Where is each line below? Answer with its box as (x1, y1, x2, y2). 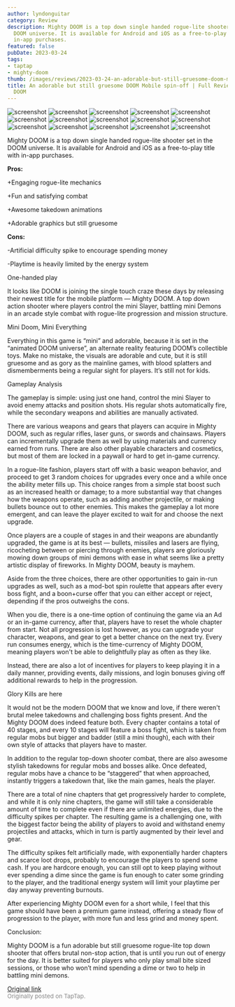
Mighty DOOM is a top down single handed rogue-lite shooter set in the (7, 136, 213, 144)
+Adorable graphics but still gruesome (7, 219, 117, 228)
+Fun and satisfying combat (7, 192, 88, 201)
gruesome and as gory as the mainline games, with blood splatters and (7, 359, 212, 367)
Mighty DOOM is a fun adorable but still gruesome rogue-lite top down (7, 941, 211, 950)
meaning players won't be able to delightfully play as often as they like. (7, 648, 212, 656)
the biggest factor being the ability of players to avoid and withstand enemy (7, 820, 225, 828)
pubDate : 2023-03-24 (7, 50, 68, 57)
